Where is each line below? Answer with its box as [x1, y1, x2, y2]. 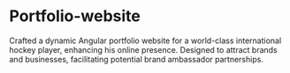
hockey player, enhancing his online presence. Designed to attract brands [9, 44, 279, 55]
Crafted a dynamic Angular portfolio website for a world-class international [9, 35, 282, 46]
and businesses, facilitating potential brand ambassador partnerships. [9, 54, 263, 64]
